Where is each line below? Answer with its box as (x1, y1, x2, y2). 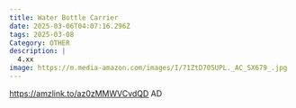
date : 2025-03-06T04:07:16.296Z (9, 22, 130, 31)
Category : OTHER (9, 38, 70, 48)
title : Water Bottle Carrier (9, 13, 119, 22)
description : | (9, 47, 67, 56)
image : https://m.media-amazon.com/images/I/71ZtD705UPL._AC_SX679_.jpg (9, 64, 288, 73)
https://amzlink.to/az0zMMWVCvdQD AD (9, 87, 163, 99)
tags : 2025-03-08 (9, 30, 75, 39)
